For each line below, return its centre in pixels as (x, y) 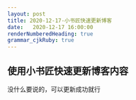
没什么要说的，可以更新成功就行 (54, 89)
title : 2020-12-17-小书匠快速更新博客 (59, 21)
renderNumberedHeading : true (50, 34)
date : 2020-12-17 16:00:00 (50, 27)
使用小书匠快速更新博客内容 (68, 71)
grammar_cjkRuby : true (41, 40)
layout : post (27, 14)
